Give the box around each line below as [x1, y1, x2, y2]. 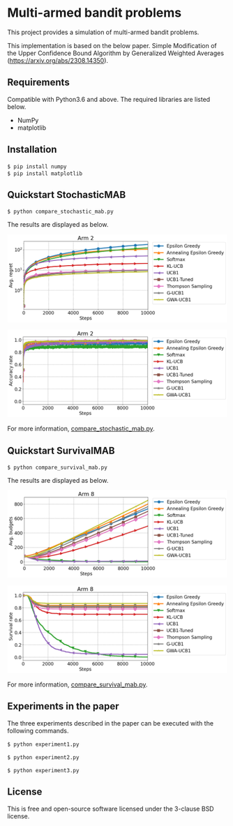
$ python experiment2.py [7, 753, 80, 761]
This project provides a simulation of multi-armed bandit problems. [7, 28, 200, 36]
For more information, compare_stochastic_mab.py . [7, 424, 155, 433]
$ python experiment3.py [7, 767, 80, 774]
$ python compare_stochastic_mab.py [7, 208, 114, 216]
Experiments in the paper [7, 700, 120, 712]
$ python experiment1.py [7, 741, 80, 748]
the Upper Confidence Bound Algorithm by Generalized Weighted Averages [7, 49, 225, 57]
